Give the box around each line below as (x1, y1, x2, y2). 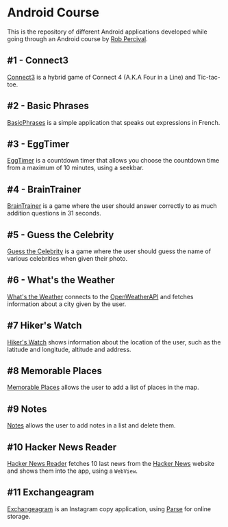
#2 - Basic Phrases (7, 100, 89, 112)
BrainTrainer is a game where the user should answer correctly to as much (7, 202, 217, 210)
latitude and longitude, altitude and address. (7, 345, 131, 353)
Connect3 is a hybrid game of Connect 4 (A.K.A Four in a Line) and (7, 73, 197, 81)
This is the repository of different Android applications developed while (7, 27, 207, 36)
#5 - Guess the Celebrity (7, 229, 114, 241)
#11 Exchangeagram (7, 487, 94, 498)
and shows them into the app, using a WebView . (7, 467, 138, 475)
